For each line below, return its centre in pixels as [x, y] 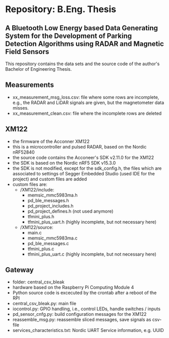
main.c [35, 232]
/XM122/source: [37, 227]
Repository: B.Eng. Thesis [61, 9]
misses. [20, 108]
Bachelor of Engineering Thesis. [39, 69]
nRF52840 [23, 152]
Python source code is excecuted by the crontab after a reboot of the [84, 293]
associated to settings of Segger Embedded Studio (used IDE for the [83, 173]
